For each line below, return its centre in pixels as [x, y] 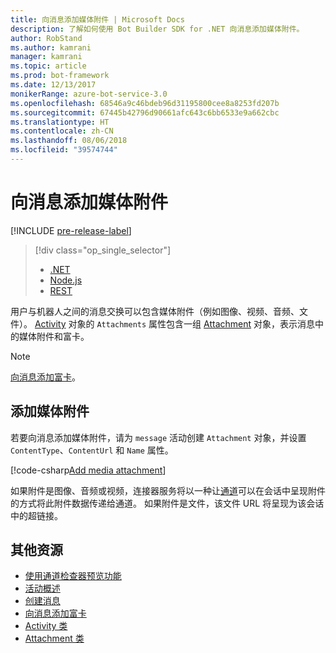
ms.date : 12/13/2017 [53, 85]
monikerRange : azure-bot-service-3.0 [89, 94]
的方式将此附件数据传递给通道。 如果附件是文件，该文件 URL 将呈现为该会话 [167, 503]
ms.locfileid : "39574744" [64, 150]
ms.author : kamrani [51, 47]
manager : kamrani [46, 57]
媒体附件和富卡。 [54, 336]
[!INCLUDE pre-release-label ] [71, 230]
